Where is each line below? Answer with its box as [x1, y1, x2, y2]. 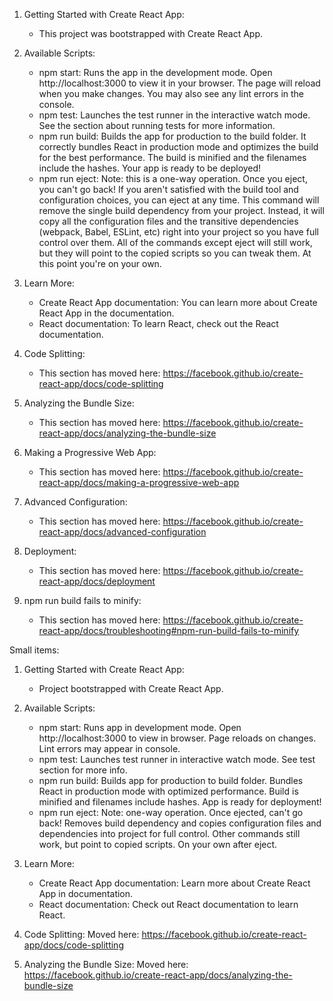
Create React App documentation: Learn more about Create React [38, 877, 311, 889]
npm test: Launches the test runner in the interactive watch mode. [38, 109, 311, 121]
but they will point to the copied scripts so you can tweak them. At [38, 247, 312, 259]
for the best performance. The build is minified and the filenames [38, 152, 307, 163]
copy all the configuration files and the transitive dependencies [38, 215, 299, 227]
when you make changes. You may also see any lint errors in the [38, 88, 305, 99]
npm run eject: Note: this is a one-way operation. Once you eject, [38, 173, 308, 184]
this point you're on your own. [38, 258, 162, 269]
